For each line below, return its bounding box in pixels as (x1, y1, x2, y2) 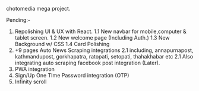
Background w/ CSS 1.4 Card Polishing (14, 41, 110, 47)
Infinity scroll (14, 78, 47, 85)
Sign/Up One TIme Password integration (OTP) (14, 72, 129, 79)
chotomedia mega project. (6, 5, 71, 12)
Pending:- (6, 17, 31, 23)
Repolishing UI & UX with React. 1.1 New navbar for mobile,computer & (14, 28, 187, 35)
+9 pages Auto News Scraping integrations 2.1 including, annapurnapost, (14, 47, 194, 54)
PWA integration (14, 66, 55, 73)
